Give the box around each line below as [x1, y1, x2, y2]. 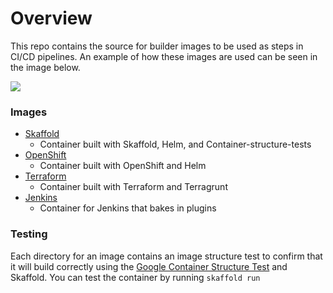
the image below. [10, 61, 81, 73]
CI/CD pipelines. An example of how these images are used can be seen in [10, 50, 318, 62]
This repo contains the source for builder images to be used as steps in [10, 40, 304, 52]
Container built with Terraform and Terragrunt [39, 181, 228, 193]
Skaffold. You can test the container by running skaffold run [10, 271, 261, 283]
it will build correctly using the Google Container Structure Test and [10, 260, 288, 272]
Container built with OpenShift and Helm [39, 160, 207, 172]
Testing [10, 227, 48, 241]
